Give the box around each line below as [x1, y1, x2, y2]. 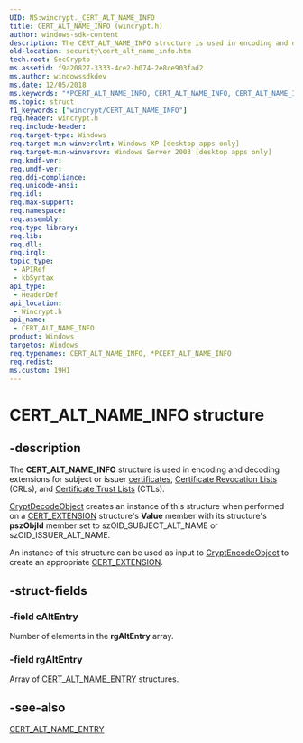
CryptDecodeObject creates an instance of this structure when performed [9, 501, 285, 512]
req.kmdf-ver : [9, 155, 63, 165]
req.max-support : [9, 198, 75, 208]
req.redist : [9, 358, 54, 367]
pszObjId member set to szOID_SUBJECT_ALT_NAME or [9, 520, 218, 531]
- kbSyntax [13, 274, 54, 283]
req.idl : [9, 190, 42, 199]
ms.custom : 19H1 [9, 366, 70, 375]
